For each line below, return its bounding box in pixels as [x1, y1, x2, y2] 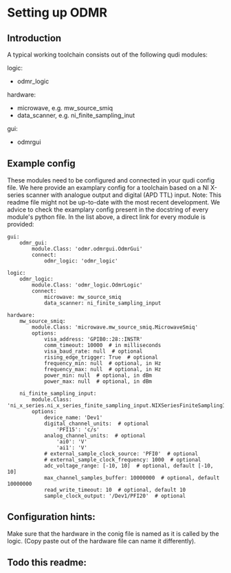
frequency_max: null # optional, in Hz [43, 366, 162, 373]
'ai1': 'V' [56, 444, 88, 451]
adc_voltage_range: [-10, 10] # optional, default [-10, [43, 462, 214, 469]
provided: [7, 220, 34, 228]
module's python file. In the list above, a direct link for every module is [7, 212, 206, 221]
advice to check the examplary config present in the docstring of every [7, 205, 208, 213]
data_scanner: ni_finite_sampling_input [43, 300, 162, 306]
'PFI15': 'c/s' [56, 426, 100, 433]
